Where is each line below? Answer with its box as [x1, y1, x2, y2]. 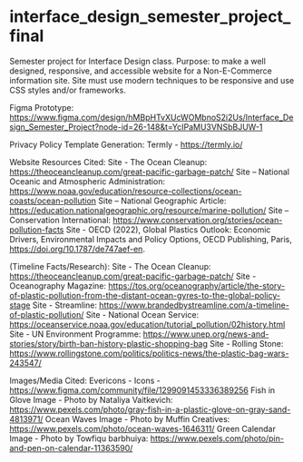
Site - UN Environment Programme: [9, 329, 142, 339]
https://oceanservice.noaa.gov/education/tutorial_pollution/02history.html [9, 319, 286, 329]
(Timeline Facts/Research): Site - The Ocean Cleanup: [9, 260, 211, 271]
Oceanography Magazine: [9, 280, 107, 291]
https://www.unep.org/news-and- [142, 329, 269, 339]
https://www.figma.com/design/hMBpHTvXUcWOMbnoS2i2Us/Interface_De [9, 112, 294, 123]
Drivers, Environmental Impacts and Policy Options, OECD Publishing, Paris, [9, 233, 292, 244]
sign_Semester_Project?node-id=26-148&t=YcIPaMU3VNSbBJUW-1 [9, 121, 263, 133]
